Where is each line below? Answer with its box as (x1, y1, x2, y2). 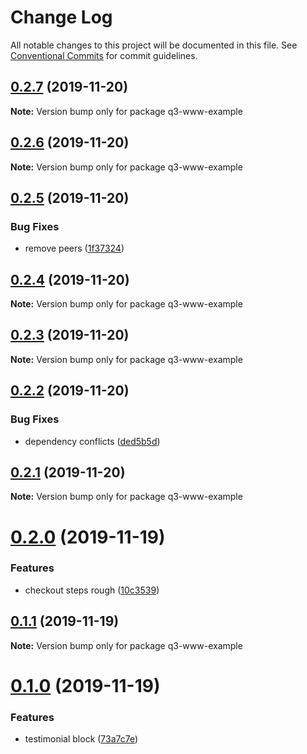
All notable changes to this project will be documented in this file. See (10, 39, 298, 51)
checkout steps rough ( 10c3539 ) (24, 584, 160, 596)
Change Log (10, 6, 113, 29)
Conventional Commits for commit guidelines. (10, 49, 198, 61)
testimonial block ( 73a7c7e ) (24, 733, 139, 745)
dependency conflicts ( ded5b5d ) (24, 435, 161, 447)
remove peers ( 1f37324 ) (24, 242, 125, 255)
